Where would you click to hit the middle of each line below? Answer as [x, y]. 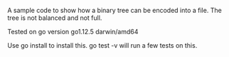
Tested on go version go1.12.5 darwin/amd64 [73, 32]
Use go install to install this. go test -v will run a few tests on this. [102, 45]
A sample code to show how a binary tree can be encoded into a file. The [114, 10]
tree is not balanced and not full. [55, 18]
